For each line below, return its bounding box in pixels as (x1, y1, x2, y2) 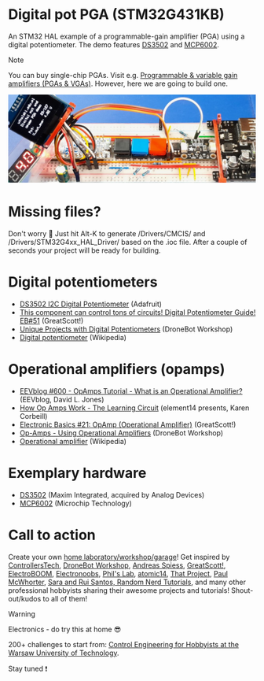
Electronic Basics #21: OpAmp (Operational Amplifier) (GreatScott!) (19, 420, 236, 429)
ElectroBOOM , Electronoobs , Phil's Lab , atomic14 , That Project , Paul (8, 568, 228, 578)
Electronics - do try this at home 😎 (8, 624, 122, 634)
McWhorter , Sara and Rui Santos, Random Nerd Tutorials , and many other (8, 577, 246, 587)
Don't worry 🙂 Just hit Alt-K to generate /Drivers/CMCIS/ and (8, 229, 206, 239)
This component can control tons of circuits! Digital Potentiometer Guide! (19, 307, 256, 316)
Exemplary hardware (8, 464, 147, 482)
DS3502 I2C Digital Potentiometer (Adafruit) (19, 299, 163, 309)
